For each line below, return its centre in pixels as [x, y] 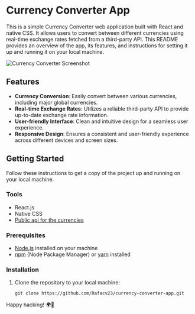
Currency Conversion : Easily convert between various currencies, [96, 96]
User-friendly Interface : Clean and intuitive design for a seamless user [101, 121]
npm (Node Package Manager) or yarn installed [73, 254]
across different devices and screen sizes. [66, 140]
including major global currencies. [56, 102]
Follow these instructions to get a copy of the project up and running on [93, 173]
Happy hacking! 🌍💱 [30, 305]
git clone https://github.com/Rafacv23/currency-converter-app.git [99, 293]
